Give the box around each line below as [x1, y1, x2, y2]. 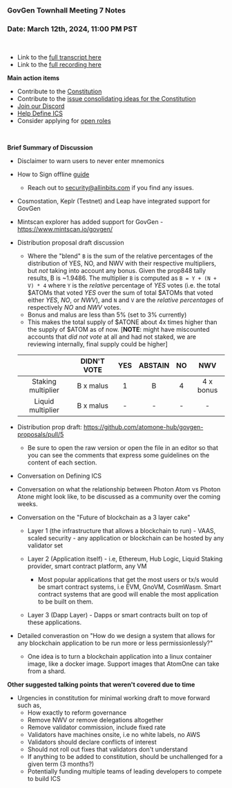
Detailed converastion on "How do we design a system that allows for [17, 632, 215, 640]
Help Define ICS [17, 109, 64, 118]
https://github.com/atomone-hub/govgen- [83, 423, 204, 431]
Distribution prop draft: [17, 423, 83, 431]
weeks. [17, 500, 38, 508]
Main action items [7, 74, 60, 82]
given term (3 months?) [27, 760, 95, 769]
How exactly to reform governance [27, 709, 127, 717]
